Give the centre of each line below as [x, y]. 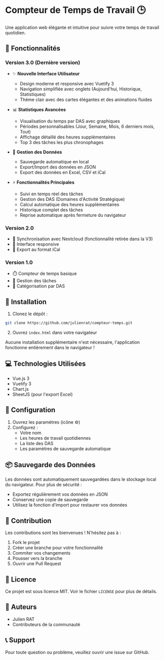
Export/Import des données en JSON [58, 167]
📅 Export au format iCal [36, 249]
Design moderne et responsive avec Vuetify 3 [67, 83]
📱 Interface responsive [36, 244]
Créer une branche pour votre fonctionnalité [58, 548]
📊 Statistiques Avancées [39, 109]
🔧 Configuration [30, 410]
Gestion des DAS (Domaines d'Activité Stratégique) [72, 199]
